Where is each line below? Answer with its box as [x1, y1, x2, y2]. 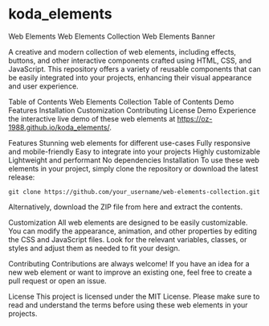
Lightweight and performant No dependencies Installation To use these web [8, 155, 259, 165]
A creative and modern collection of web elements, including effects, [8, 47, 237, 56]
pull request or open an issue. [8, 275, 107, 286]
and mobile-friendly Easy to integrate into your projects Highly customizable [8, 146, 261, 156]
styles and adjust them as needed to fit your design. [8, 243, 181, 253]
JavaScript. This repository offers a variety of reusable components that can [8, 64, 261, 73]
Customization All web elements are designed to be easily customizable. [8, 217, 248, 227]
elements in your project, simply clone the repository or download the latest [8, 163, 259, 173]
